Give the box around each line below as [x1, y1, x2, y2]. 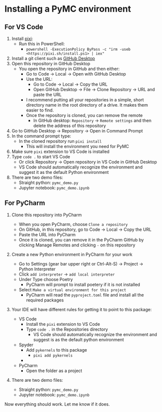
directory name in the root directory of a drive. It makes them [26, 102, 148, 108]
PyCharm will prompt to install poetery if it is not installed [26, 281, 140, 287]
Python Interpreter [18, 266, 56, 272]
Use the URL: [26, 76, 53, 82]
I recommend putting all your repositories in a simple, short [26, 97, 144, 103]
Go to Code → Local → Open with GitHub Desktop [26, 71, 127, 76]
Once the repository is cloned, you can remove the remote [26, 112, 143, 118]
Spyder [18, 342, 33, 348]
